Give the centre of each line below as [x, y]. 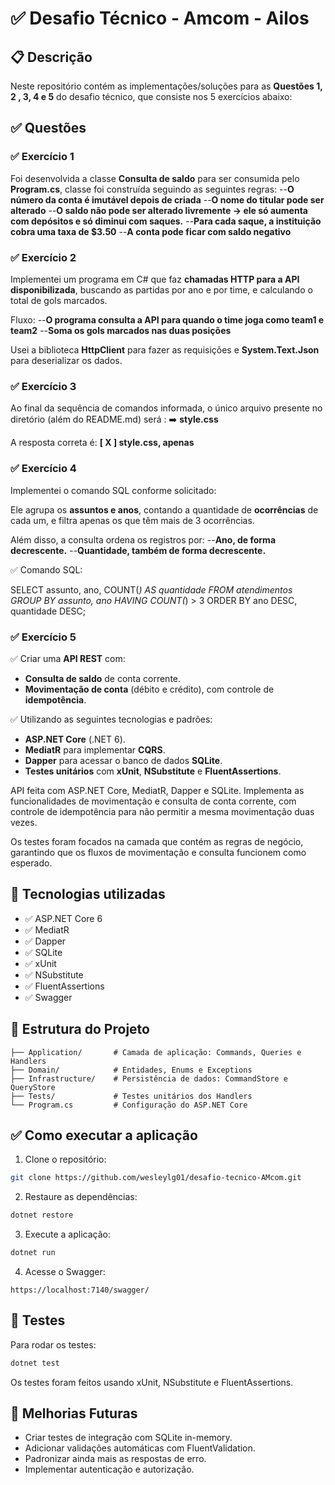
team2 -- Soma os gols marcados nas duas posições [121, 330]
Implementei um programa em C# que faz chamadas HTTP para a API [155, 279]
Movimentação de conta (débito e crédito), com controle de [149, 689]
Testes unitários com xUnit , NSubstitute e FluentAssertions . [153, 771]
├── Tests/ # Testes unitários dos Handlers [131, 1096]
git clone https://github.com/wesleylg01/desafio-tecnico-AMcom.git [156, 1178]
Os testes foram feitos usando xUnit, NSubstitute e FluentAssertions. [152, 1382]
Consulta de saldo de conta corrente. [103, 678]
